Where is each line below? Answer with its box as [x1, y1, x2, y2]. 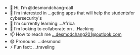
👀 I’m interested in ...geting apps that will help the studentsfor [9, 10, 135, 16]
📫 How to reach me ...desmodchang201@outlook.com [9, 31, 122, 37]
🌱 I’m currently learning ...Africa [9, 20, 75, 26]
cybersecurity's [9, 15, 42, 21]
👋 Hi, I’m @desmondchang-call [9, 5, 73, 10]
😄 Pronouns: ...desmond [9, 39, 61, 44]
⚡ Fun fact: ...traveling [9, 44, 55, 50]
